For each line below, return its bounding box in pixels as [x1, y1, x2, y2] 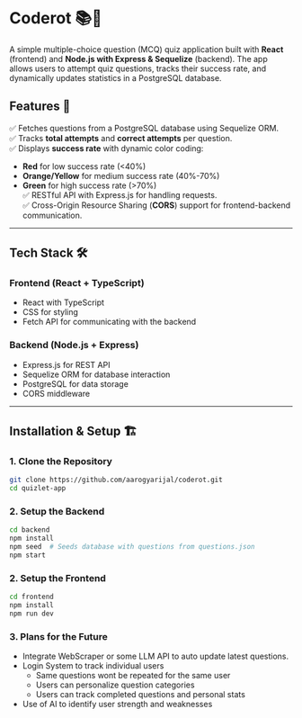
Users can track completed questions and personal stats [35, 689, 245, 700]
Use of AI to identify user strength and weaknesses [22, 699, 213, 710]
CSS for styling [22, 307, 79, 318]
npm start [9, 551, 47, 560]
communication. [22, 210, 83, 220]
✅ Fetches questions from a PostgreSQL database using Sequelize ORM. [9, 122, 280, 133]
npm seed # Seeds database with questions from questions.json [9, 543, 255, 552]
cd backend [9, 525, 50, 534]
